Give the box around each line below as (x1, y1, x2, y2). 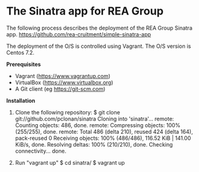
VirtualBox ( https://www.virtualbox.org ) (15, 79, 113, 86)
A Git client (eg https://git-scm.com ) (15, 85, 106, 92)
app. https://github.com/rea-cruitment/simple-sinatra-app (6, 30, 152, 38)
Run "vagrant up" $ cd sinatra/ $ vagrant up (15, 159, 126, 166)
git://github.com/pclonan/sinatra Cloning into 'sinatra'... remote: (15, 115, 174, 122)
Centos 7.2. (6, 48, 35, 56)
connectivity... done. (15, 147, 67, 154)
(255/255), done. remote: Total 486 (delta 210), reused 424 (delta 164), (15, 128, 193, 135)
